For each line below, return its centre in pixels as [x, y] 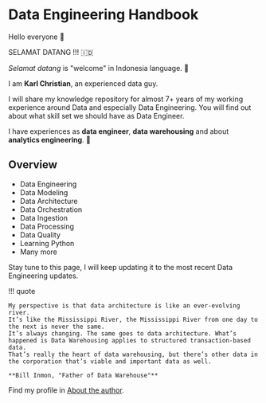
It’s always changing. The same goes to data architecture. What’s [123, 333]
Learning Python [47, 243]
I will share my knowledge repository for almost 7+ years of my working [126, 99]
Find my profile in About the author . [66, 390]
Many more [39, 252]
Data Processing [47, 226]
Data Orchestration [51, 209]
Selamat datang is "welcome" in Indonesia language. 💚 [99, 68]
